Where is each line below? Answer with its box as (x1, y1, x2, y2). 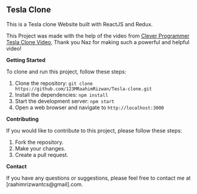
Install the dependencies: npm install (14, 91, 108, 98)
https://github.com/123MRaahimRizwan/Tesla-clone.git (14, 86, 152, 92)
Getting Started (6, 56, 46, 63)
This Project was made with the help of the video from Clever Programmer (6, 32, 190, 39)
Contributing (6, 115, 39, 122)
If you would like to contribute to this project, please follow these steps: (6, 127, 183, 134)
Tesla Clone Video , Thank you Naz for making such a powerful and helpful (6, 38, 190, 45)
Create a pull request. (14, 151, 69, 158)
